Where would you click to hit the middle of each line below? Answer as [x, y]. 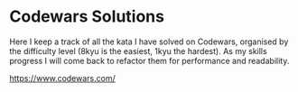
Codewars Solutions [87, 17]
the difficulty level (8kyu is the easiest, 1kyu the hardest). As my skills [139, 51]
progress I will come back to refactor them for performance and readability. [149, 60]
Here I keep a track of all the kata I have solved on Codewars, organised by [149, 41]
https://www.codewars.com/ [62, 78]
